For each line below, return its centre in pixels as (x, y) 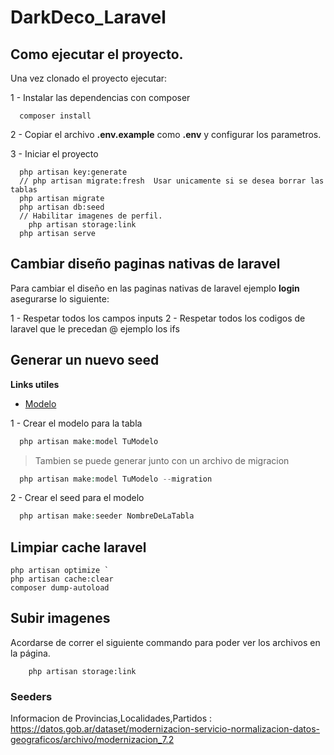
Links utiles (35, 384)
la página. (30, 653)
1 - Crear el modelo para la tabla (76, 423)
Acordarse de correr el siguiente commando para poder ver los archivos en (165, 642)
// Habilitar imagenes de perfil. (91, 216)
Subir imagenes (60, 618)
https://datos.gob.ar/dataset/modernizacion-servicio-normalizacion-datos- (165, 729)
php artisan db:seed (62, 207)
